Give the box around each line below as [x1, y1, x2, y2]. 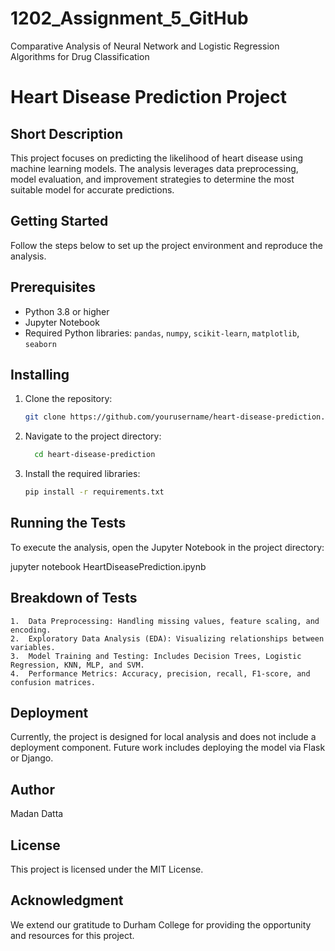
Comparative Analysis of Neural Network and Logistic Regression [10, 40, 280, 52]
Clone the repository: [24, 393, 113, 405]
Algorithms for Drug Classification [10, 50, 150, 62]
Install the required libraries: [24, 468, 141, 480]
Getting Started [10, 213, 109, 230]
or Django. [10, 752, 54, 764]
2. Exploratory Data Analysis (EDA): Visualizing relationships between [10, 633, 325, 644]
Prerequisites [10, 279, 96, 296]
